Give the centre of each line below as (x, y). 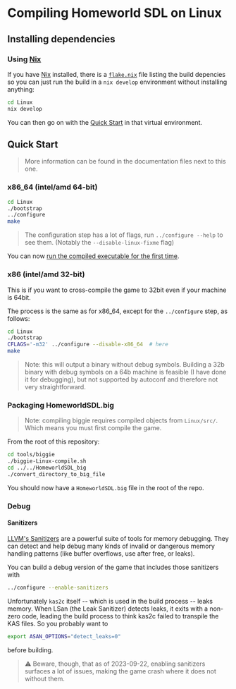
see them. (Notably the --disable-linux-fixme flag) (99, 243)
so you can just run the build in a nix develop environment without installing (117, 82)
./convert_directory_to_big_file (56, 474)
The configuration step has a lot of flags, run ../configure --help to (124, 235)
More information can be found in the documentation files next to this (125, 161)
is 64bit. (19, 297)
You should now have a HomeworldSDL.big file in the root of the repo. (106, 487)
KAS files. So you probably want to (58, 623)
